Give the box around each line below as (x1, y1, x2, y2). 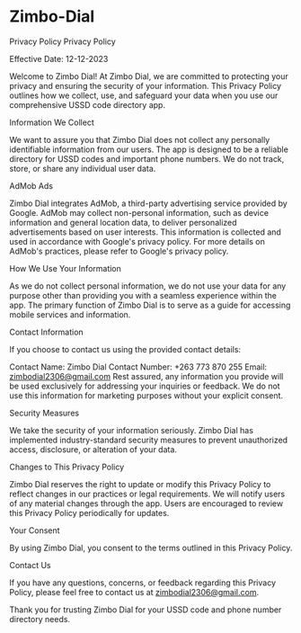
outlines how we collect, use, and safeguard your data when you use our (9, 90, 279, 101)
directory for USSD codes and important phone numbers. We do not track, (9, 153, 285, 164)
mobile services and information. (9, 308, 131, 320)
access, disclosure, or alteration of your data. (9, 443, 178, 455)
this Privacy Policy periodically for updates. (9, 507, 170, 518)
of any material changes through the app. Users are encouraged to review (9, 497, 284, 509)
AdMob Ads (9, 180, 54, 191)
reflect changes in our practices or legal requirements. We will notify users (9, 488, 286, 499)
